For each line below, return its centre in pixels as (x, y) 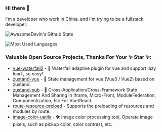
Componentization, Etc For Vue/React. (52, 100)
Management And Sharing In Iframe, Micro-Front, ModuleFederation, (84, 95)
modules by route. (31, 111)
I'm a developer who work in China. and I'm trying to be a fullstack (74, 19)
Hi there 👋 (18, 8)
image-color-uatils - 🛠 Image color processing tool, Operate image (83, 117)
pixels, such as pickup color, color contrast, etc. (63, 124)
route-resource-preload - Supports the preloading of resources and (83, 106)
